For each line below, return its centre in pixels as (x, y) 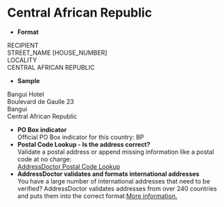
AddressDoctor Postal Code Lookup (69, 166)
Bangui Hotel (26, 94)
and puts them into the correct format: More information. (97, 196)
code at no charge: (44, 159)
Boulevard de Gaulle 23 (41, 101)
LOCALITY (22, 60)
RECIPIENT (23, 45)
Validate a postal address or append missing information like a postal (115, 152)
